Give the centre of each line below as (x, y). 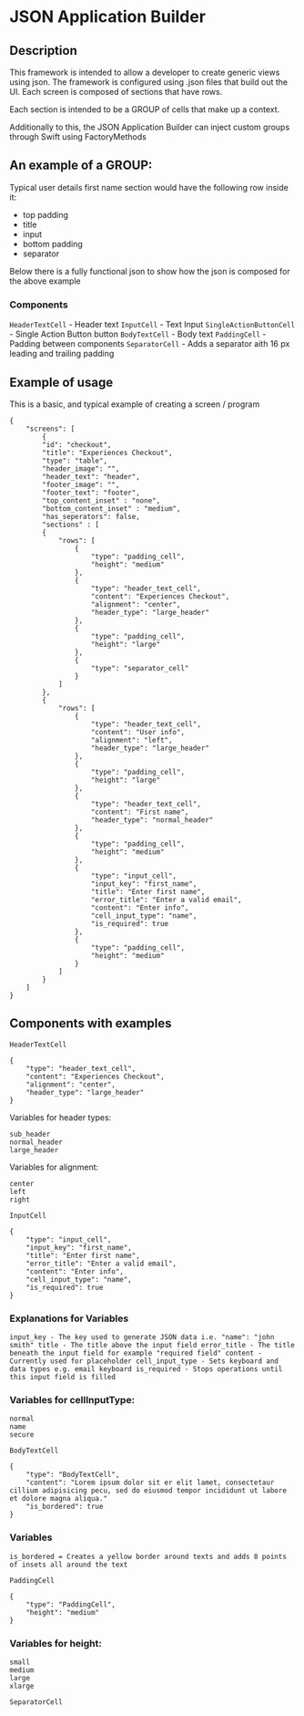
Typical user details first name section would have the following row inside (149, 187)
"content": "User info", (137, 732)
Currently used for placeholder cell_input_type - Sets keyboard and (144, 1361)
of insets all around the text (69, 1565)
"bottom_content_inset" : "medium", (111, 508)
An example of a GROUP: (81, 166)
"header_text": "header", (91, 476)
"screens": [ (51, 429)
